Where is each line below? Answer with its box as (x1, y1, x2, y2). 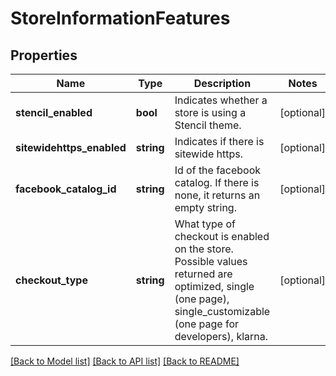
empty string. (174, 201, 237, 214)
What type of (174, 217, 236, 231)
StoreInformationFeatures (10, 7, 231, 30)
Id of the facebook (174, 163, 262, 177)
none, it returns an (174, 188, 261, 202)
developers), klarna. (174, 330, 269, 343)
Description (193, 77, 252, 90)
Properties (10, 47, 78, 64)
